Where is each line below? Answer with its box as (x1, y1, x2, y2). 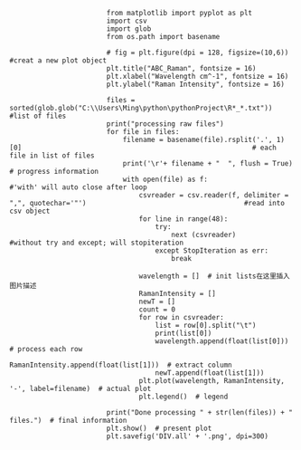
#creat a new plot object (9, 56, 107, 65)
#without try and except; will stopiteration (9, 238, 183, 247)
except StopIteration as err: (155, 246, 269, 255)
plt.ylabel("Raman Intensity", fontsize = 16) (106, 80, 285, 89)
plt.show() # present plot (106, 424, 212, 433)
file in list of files (9, 151, 95, 160)
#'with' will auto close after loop (9, 183, 147, 192)
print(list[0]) (155, 329, 212, 338)
